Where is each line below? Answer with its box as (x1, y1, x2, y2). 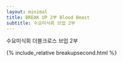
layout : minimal (6, 8, 47, 15)
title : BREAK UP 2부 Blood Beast (6, 14, 90, 20)
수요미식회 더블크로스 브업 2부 (6, 37, 78, 45)
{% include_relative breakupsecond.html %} (6, 49, 117, 57)
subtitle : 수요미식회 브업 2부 (6, 20, 76, 26)
